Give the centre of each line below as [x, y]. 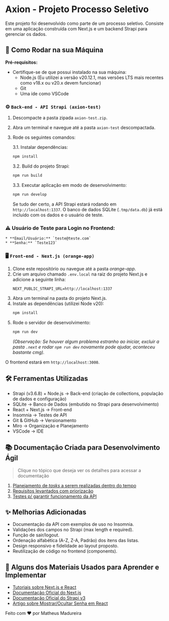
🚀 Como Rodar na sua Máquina [54, 50]
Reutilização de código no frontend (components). [65, 551]
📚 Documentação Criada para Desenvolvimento [83, 448]
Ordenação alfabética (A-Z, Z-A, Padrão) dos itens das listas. [76, 540]
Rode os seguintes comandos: [44, 137]
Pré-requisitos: [21, 62]
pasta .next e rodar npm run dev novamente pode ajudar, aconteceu [84, 347]
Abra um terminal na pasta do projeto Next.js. [60, 298]
